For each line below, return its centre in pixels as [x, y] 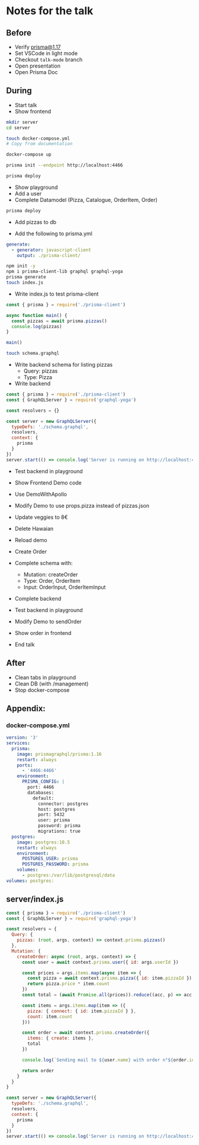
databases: [41, 793]
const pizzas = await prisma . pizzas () [60, 321]
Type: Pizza [38, 377]
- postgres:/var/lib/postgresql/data [68, 875]
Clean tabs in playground [45, 677]
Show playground [36, 187]
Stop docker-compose [42, 690]
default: [43, 798]
